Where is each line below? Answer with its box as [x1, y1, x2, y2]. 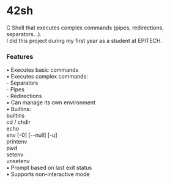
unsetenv [6, 158, 30, 165]
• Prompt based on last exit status [6, 164, 92, 172]
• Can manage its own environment [6, 99, 96, 106]
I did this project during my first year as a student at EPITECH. [6, 37, 163, 44]
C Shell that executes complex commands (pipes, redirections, [6, 24, 164, 31]
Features [6, 52, 34, 61]
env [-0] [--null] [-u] [6, 131, 57, 139]
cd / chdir [6, 118, 31, 126]
